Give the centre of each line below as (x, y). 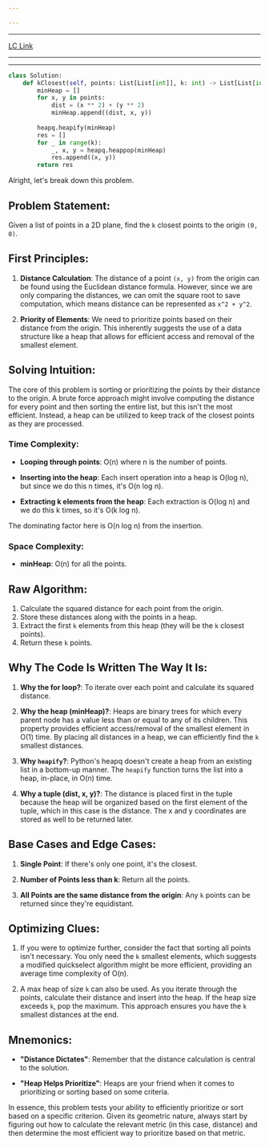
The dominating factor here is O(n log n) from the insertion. (106, 525)
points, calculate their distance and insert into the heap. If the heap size (138, 997)
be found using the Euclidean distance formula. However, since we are (136, 287)
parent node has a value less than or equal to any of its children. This (134, 720)
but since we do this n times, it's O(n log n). (92, 486)
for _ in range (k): (70, 143)
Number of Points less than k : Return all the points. (105, 879)
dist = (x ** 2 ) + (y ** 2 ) (98, 105)
